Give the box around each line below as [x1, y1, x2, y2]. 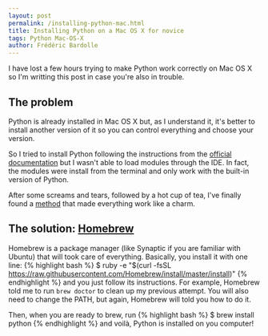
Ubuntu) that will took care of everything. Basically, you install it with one [8, 252, 248, 261]
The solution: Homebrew [8, 222, 134, 236]
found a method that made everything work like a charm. [8, 198, 196, 208]
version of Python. [8, 174, 70, 184]
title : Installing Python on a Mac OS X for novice [8, 26, 184, 34]
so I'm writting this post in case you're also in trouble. [8, 72, 185, 82]
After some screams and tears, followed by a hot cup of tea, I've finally [8, 190, 242, 200]
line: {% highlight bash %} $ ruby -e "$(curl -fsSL [8, 260, 172, 269]
